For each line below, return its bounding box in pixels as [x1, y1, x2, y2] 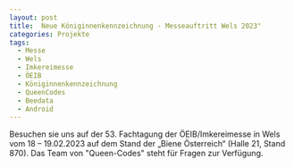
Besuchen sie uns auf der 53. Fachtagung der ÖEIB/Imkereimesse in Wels [9, 129, 281, 139]
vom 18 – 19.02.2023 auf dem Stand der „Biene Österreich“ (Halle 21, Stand [9, 138, 286, 149]
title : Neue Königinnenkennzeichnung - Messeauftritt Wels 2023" [9, 21, 262, 30]
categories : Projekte [9, 29, 90, 38]
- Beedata [17, 96, 54, 105]
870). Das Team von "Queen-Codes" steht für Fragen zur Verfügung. [9, 148, 264, 159]
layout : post [9, 13, 58, 22]
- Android [17, 104, 54, 113]
